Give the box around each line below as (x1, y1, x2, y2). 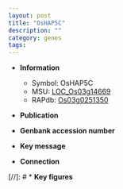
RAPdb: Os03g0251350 (31, 95, 109, 105)
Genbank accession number (19, 126, 115, 136)
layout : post (8, 11, 52, 20)
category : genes (8, 33, 62, 42)
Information (19, 63, 60, 72)
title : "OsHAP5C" (8, 19, 66, 27)
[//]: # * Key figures (8, 172, 73, 182)
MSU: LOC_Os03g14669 (31, 87, 111, 96)
